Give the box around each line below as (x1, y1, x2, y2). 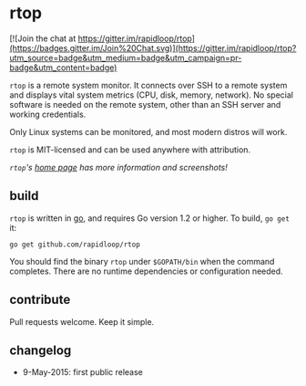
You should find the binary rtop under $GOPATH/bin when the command (9, 256, 275, 266)
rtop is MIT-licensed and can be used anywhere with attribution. (9, 144, 251, 155)
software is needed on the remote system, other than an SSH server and (9, 99, 281, 110)
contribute (9, 292, 71, 308)
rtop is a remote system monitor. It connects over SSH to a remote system (9, 79, 288, 90)
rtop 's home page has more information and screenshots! (9, 162, 228, 172)
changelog (9, 342, 72, 358)
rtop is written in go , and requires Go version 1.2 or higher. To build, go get (9, 213, 290, 224)
